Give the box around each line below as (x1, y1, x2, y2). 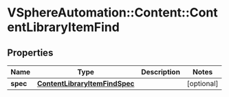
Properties (7, 47, 54, 58)
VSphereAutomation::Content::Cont (7, 5, 218, 21)
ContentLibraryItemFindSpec (36, 79, 135, 88)
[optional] (186, 79, 219, 88)
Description (140, 67, 181, 76)
